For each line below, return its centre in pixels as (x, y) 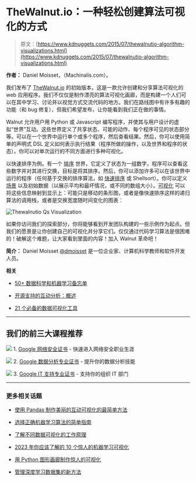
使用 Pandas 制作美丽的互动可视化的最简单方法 (71, 410)
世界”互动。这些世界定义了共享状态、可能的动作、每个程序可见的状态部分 (101, 129)
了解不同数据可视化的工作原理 (50, 435)
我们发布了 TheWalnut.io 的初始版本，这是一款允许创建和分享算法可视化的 (95, 87)
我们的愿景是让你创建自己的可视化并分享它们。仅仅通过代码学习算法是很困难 (98, 231)
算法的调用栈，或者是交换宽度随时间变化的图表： (65, 200)
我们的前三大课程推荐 (44, 334)
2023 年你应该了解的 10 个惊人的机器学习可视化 (72, 447)
